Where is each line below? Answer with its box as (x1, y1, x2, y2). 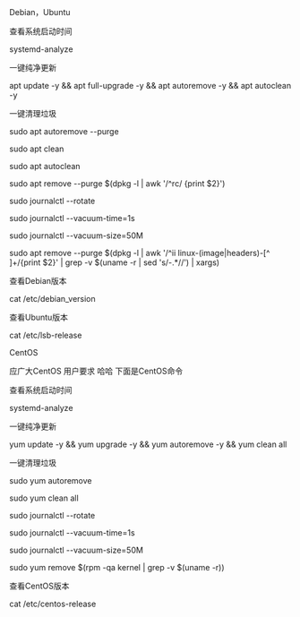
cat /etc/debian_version (9, 294, 96, 304)
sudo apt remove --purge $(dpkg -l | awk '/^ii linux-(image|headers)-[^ (9, 248, 270, 258)
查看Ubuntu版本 (9, 312, 69, 322)
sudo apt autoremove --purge (9, 126, 119, 136)
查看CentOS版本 (9, 580, 70, 591)
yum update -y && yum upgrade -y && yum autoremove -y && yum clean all (9, 439, 287, 450)
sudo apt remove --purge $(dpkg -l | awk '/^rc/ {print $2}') (9, 178, 226, 189)
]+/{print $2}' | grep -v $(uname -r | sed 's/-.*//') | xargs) (9, 257, 220, 268)
